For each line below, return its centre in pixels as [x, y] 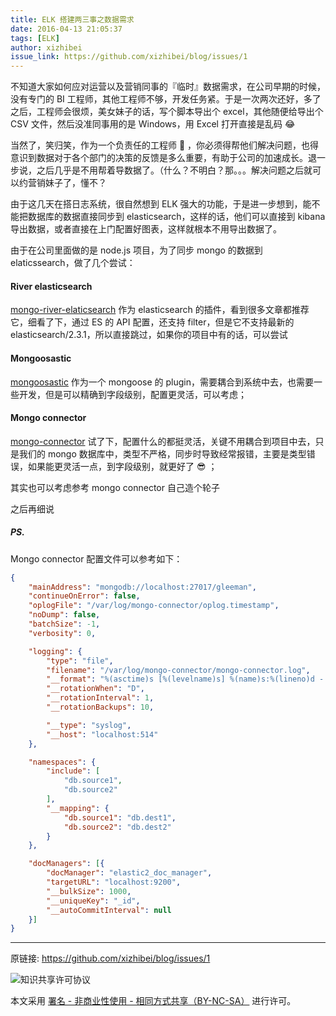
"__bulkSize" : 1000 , [89, 891]
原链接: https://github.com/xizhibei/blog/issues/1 [110, 958]
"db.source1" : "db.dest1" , [120, 817]
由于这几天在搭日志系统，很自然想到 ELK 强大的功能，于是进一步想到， [156, 204]
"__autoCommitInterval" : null [109, 910]
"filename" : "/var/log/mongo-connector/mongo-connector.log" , [178, 670]
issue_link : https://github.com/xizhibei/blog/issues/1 [129, 57]
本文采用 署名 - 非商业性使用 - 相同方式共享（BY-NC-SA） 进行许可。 [153, 1001]
